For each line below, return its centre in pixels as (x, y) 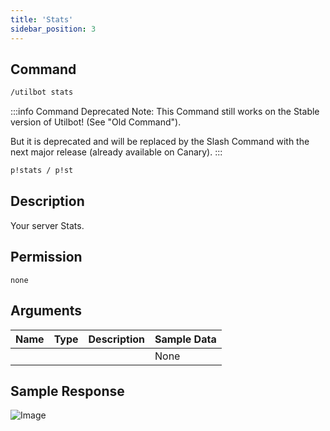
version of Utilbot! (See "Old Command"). (96, 122)
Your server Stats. (47, 225)
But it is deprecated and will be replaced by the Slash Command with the (160, 142)
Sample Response (67, 391)
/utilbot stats (42, 92)
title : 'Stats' (42, 19)
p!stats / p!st (42, 171)
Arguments (46, 311)
